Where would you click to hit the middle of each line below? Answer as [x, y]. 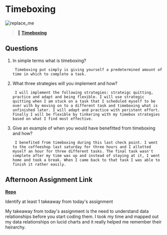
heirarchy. [15, 227]
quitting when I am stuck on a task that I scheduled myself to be [84, 101]
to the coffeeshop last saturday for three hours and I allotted [82, 147]
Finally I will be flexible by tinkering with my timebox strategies [86, 114]
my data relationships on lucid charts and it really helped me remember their [83, 221]
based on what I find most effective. [53, 118]
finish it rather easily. [39, 164]
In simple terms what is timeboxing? [49, 60]
